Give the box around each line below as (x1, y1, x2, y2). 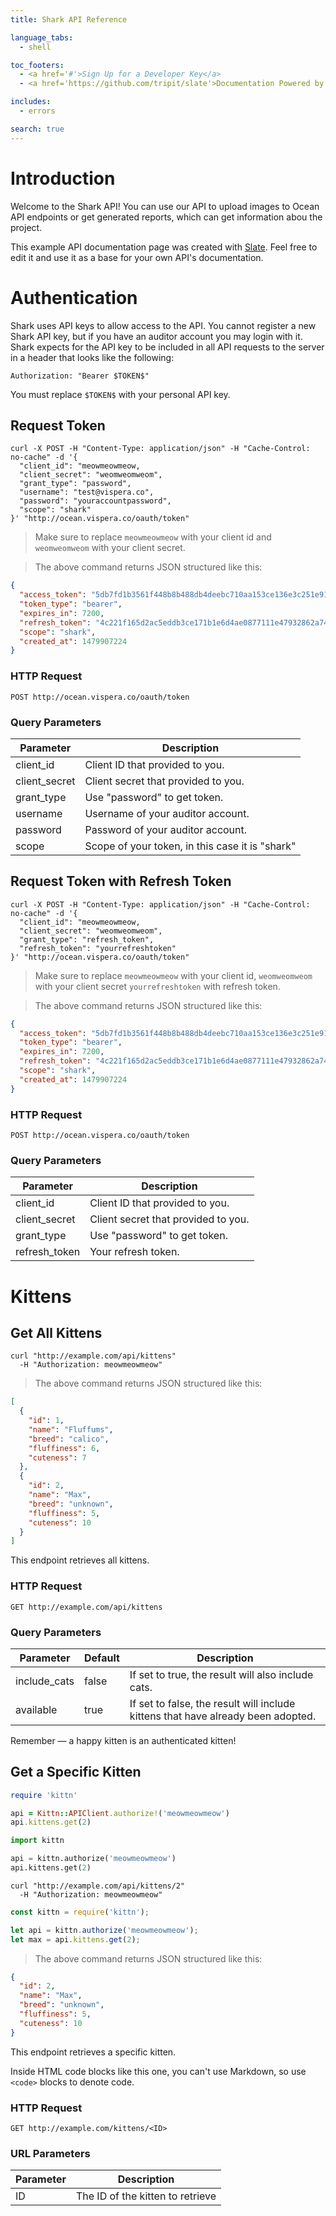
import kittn (10, 1836, 65, 1846)
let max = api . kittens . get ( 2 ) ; (10, 1934, 141, 1945)
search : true (10, 124, 65, 134)
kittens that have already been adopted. (129, 1709, 317, 1723)
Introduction (10, 167, 116, 190)
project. (10, 221, 43, 233)
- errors (19, 106, 56, 116)
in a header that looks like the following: (10, 351, 175, 363)
